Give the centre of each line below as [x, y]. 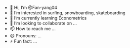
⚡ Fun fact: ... [23, 41]
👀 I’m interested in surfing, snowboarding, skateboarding [67, 13]
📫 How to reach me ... [33, 29]
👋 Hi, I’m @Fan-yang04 [34, 8]
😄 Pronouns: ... [26, 36]
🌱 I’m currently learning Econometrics [48, 18]
